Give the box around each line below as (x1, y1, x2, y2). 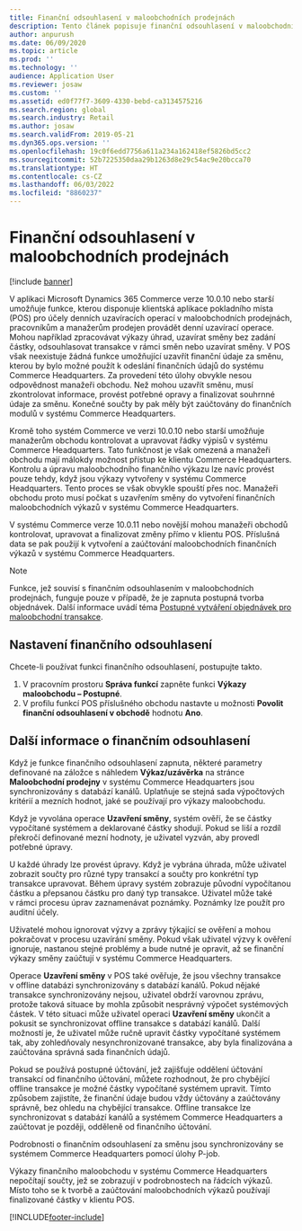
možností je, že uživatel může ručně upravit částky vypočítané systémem (9, 1027, 281, 1038)
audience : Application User (9, 72, 115, 81)
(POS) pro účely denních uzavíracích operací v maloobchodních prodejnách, (9, 312, 292, 323)
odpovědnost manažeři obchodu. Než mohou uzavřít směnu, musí (9, 379, 253, 390)
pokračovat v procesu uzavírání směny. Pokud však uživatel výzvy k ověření (9, 934, 292, 944)
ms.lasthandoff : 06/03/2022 (9, 181, 115, 190)
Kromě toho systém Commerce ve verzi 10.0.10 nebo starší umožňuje (9, 425, 265, 436)
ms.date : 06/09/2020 (9, 38, 87, 48)
